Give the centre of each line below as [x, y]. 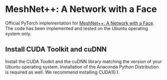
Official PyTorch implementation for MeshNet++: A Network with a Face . [80, 23]
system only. [18, 33]
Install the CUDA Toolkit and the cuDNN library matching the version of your [83, 61]
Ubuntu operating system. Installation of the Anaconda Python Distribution [82, 66]
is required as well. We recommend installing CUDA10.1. [62, 72]
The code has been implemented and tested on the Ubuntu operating [77, 28]
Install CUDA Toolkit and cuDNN [56, 49]
